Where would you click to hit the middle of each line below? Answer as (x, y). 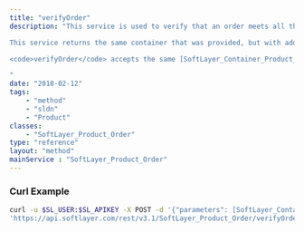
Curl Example (39, 191)
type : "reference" (44, 143)
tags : (19, 92)
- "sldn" (42, 109)
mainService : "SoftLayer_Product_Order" (89, 159)
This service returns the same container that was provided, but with (145, 43)
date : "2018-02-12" (46, 84)
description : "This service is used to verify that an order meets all (147, 26)
